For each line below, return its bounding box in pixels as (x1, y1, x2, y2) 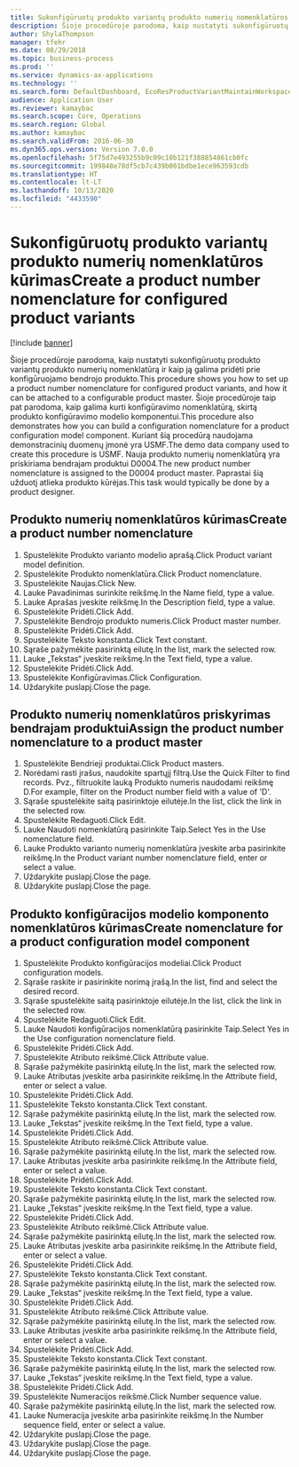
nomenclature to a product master (10, 735, 203, 750)
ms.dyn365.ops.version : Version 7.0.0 (10, 145, 153, 153)
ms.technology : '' (10, 79, 78, 88)
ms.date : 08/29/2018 (10, 46, 87, 55)
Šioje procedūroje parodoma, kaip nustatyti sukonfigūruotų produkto (10, 354, 261, 365)
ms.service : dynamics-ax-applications (10, 71, 153, 80)
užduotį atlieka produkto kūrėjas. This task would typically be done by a (10, 476, 270, 488)
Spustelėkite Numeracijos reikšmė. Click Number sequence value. (22, 1392, 263, 1402)
